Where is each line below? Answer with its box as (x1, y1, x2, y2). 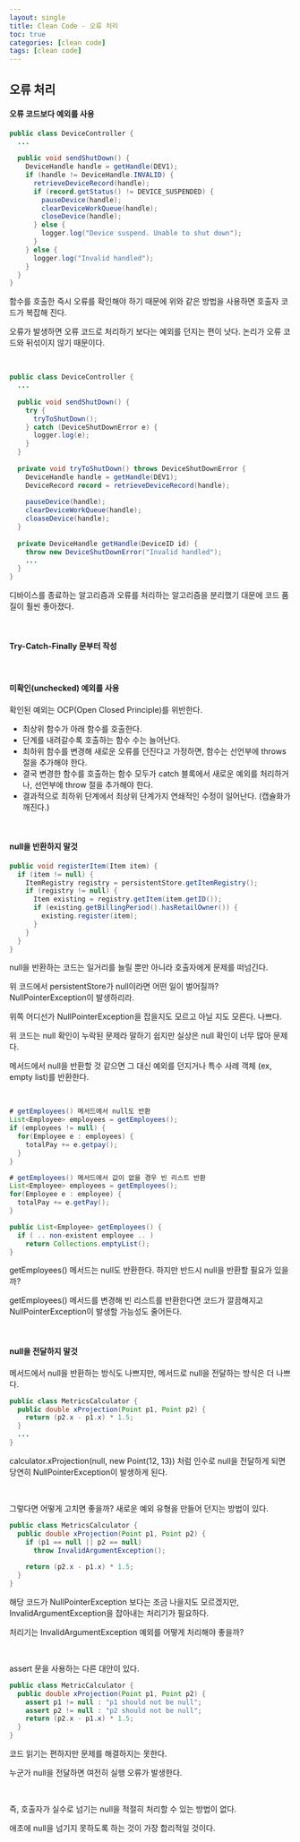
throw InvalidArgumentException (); (32, 1546, 167, 1555)
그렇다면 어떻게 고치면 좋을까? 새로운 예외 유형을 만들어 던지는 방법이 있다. (9, 1503, 269, 1513)
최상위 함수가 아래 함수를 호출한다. (21, 723, 142, 734)
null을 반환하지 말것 (9, 841, 78, 852)
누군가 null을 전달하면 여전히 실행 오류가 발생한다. (9, 1768, 183, 1778)
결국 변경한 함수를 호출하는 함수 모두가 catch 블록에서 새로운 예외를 (21, 767, 258, 779)
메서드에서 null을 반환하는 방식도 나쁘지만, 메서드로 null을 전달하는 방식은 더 (9, 1367, 275, 1378)
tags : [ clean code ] (9, 47, 82, 56)
